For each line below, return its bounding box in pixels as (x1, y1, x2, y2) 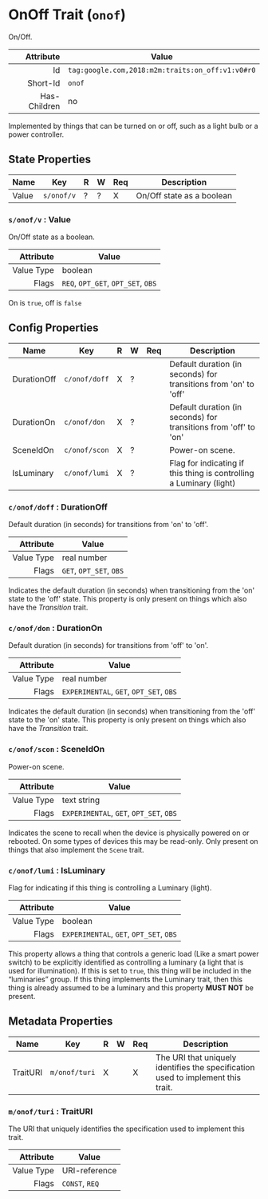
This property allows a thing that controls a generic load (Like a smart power (8, 949, 259, 959)
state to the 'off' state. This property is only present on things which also (8, 594, 247, 604)
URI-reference (61, 1165, 117, 1177)
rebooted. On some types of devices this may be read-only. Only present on (8, 836, 258, 845)
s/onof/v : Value (8, 214, 72, 225)
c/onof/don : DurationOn (8, 622, 103, 633)
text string (61, 794, 100, 805)
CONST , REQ (61, 1178, 100, 1189)
